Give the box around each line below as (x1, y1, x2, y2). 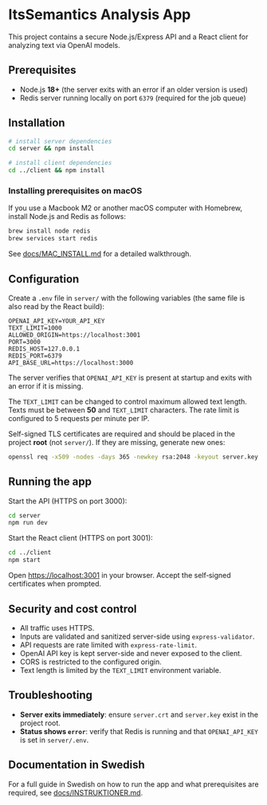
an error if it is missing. (8, 381, 84, 391)
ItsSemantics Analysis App (8, 6, 191, 24)
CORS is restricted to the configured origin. (19, 657, 162, 666)
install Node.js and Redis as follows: (8, 212, 126, 221)
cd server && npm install (8, 145, 94, 153)
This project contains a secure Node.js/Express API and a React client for (8, 32, 249, 41)
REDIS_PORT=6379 (8, 352, 62, 360)
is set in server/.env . (19, 735, 89, 744)
